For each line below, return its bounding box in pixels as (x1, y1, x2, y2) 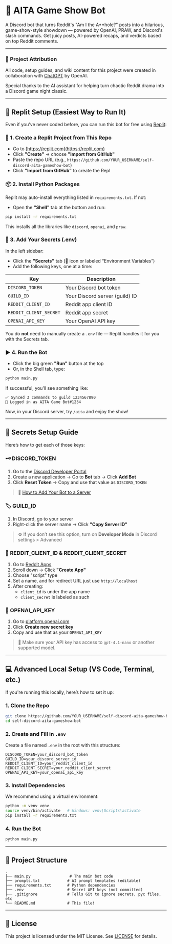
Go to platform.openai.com (12, 618, 70, 625)
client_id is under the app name (20, 588, 90, 594)
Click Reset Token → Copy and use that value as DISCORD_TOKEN (12, 479, 147, 486)
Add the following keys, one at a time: (12, 263, 93, 269)
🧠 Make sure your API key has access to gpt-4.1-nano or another (17, 639, 155, 645)
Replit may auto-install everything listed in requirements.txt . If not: (5, 194, 147, 200)
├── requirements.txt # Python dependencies (5, 883, 116, 888)
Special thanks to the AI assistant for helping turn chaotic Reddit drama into (5, 83, 165, 89)
